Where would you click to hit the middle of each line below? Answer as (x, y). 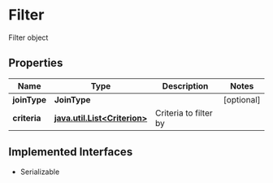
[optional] (242, 99)
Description (185, 85)
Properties (36, 63)
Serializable (40, 172)
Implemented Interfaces (71, 152)
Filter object (28, 37)
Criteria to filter (184, 113)
